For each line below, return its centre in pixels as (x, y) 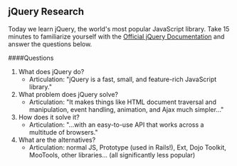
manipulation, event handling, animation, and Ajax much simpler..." (126, 109)
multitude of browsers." (63, 132)
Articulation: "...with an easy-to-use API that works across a (116, 125)
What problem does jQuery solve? (68, 94)
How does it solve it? (49, 117)
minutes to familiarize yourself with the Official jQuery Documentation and (116, 36)
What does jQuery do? (51, 71)
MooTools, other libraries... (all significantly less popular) (112, 155)
